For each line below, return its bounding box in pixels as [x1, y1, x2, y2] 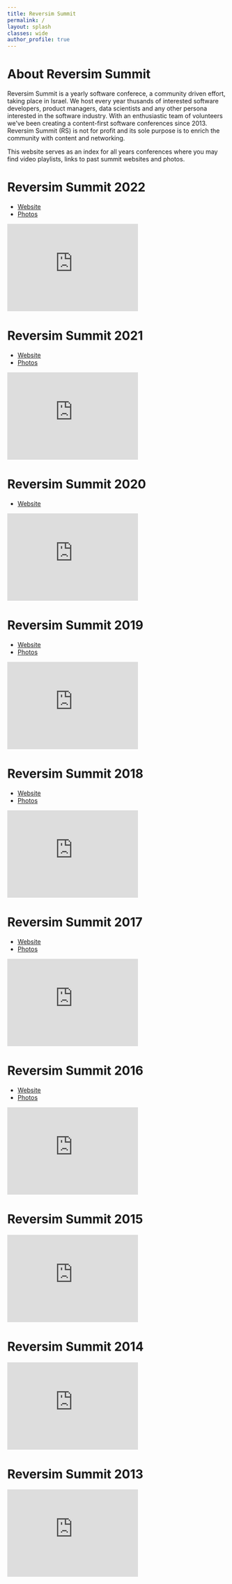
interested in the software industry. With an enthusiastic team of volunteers [7, 112, 223, 120]
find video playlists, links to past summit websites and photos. [7, 155, 185, 164]
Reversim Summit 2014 [7, 1339, 144, 1354]
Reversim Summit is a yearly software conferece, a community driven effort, [7, 89, 226, 98]
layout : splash [7, 23, 52, 30]
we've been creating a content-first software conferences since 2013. [7, 119, 208, 128]
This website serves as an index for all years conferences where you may [7, 147, 218, 156]
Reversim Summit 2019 [7, 618, 144, 633]
